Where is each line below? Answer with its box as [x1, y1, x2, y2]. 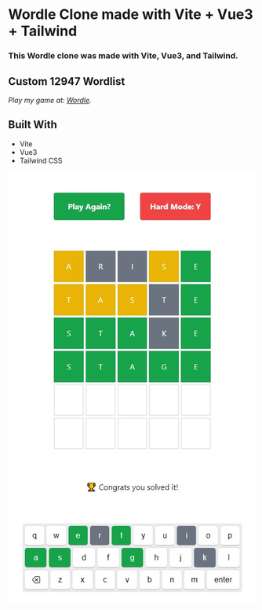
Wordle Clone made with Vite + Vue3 [8, 6, 253, 24]
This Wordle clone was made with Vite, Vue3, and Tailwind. [8, 50, 238, 61]
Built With [8, 118, 57, 131]
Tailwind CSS [19, 156, 63, 165]
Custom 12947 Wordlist [8, 75, 126, 88]
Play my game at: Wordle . [8, 95, 92, 105]
